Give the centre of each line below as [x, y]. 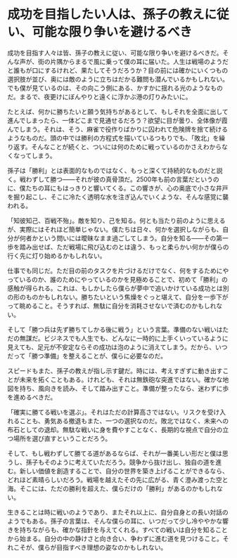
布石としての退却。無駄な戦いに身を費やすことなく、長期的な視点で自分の [115, 429]
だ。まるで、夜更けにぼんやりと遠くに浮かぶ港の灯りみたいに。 [100, 96]
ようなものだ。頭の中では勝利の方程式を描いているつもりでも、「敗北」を [113, 138]
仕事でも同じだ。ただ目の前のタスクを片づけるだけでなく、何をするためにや [118, 271]
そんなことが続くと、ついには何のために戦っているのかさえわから [127, 147]
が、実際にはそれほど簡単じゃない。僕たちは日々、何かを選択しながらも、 [115, 229]
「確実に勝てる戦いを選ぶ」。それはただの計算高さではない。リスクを [107, 412]
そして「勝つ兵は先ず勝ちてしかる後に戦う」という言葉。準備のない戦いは [115, 329]
